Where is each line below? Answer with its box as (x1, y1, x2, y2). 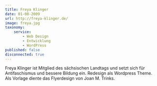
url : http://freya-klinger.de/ (5, 16, 68, 21)
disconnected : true (5, 52, 45, 57)
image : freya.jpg (5, 20, 40, 26)
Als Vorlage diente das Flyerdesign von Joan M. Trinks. (5, 75, 115, 81)
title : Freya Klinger (5, 7, 49, 12)
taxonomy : (5, 25, 25, 30)
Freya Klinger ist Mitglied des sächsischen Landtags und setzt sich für (5, 65, 145, 71)
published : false (5, 47, 40, 52)
